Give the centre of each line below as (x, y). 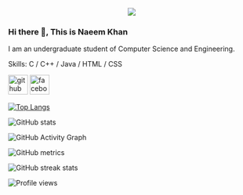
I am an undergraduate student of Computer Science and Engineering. (121, 49)
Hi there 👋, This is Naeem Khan (68, 31)
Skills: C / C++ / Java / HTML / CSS (65, 64)
